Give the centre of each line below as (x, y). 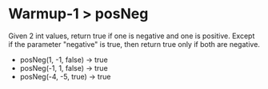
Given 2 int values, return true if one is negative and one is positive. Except (132, 36)
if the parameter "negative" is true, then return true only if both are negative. (134, 44)
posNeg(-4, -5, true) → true (65, 76)
